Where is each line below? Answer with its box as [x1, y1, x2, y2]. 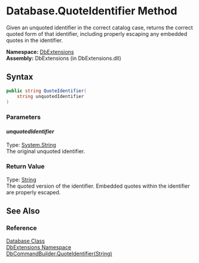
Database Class [6, 237, 45, 244]
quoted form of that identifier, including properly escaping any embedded [6, 30, 188, 37]
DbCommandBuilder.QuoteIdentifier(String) [6, 250, 112, 258]
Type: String [6, 176, 36, 183]
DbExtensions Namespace [6, 244, 72, 251]
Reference [6, 224, 37, 233]
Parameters [6, 113, 41, 121]
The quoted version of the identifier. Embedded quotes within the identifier [6, 182, 190, 189]
